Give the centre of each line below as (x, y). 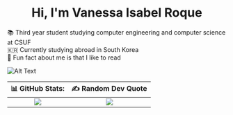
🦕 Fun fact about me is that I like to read (64, 57)
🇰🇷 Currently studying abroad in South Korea (73, 49)
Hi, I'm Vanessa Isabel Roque (117, 13)
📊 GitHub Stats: (38, 88)
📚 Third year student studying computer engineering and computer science (116, 32)
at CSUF (19, 42)
